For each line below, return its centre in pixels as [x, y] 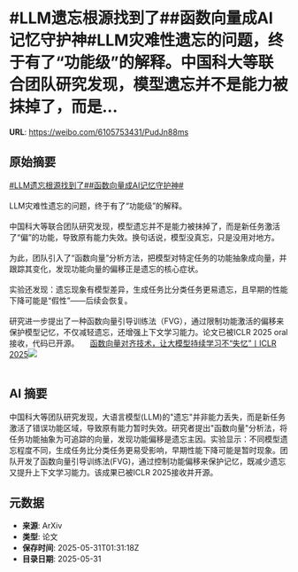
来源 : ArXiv [42, 526]
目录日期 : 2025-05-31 [61, 559]
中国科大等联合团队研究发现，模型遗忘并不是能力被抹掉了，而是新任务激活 [145, 226]
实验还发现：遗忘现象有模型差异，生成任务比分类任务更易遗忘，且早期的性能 [149, 289]
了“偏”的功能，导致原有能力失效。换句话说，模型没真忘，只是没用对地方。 [145, 237]
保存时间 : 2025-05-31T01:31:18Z [80, 548]
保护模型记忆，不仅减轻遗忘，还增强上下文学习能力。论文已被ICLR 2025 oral [149, 332]
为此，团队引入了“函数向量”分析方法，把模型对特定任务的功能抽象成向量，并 [148, 257]
